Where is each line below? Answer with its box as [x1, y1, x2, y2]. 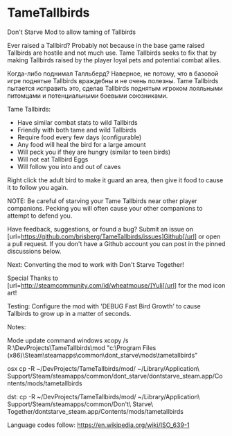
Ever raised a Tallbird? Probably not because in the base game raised [7, 41, 205, 49]
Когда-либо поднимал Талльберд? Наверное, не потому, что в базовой [7, 69, 219, 78]
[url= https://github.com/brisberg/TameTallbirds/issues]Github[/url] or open [7, 232, 221, 241]
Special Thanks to [7, 274, 59, 282]
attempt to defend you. [7, 211, 73, 220]
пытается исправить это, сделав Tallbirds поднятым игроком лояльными [7, 84, 223, 92]
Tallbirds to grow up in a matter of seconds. [7, 309, 132, 317]
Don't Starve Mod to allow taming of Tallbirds [7, 28, 136, 36]
